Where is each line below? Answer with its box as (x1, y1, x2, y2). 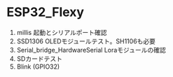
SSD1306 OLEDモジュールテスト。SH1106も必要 (16, 36, 155, 45)
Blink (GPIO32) (16, 62, 60, 71)
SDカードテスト (16, 54, 62, 63)
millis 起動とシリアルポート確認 (16, 28, 107, 36)
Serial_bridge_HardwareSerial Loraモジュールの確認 (16, 45, 166, 54)
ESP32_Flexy (6, 4, 85, 20)
